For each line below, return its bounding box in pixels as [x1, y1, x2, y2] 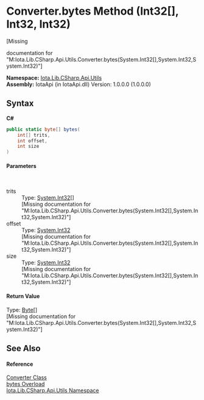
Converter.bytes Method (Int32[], [6, 4, 179, 18]
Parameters [6, 162, 37, 169]
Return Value [6, 292, 40, 300]
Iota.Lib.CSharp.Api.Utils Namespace [6, 387, 99, 395]
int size [17, 144, 40, 150]
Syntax [6, 98, 34, 109]
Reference [6, 360, 33, 368]
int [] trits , [17, 132, 51, 138]
